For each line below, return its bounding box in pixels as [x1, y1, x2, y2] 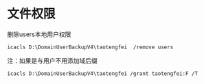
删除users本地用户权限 [7, 30, 71, 38]
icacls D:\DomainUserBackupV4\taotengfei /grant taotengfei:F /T [7, 70, 198, 77]
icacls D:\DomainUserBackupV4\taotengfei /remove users [7, 44, 174, 51]
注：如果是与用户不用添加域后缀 [7, 56, 98, 65]
